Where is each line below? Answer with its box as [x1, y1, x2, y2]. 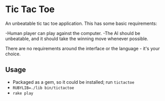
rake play [12, 90, 34, 96]
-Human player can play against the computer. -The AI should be [5, 30, 141, 36]
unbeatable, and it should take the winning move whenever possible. [5, 36, 148, 42]
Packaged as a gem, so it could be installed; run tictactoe [12, 79, 135, 85]
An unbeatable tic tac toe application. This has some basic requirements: [5, 20, 157, 26]
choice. [5, 51, 21, 57]
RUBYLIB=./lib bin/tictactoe [12, 85, 74, 90]
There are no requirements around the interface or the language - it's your [5, 45, 160, 51]
